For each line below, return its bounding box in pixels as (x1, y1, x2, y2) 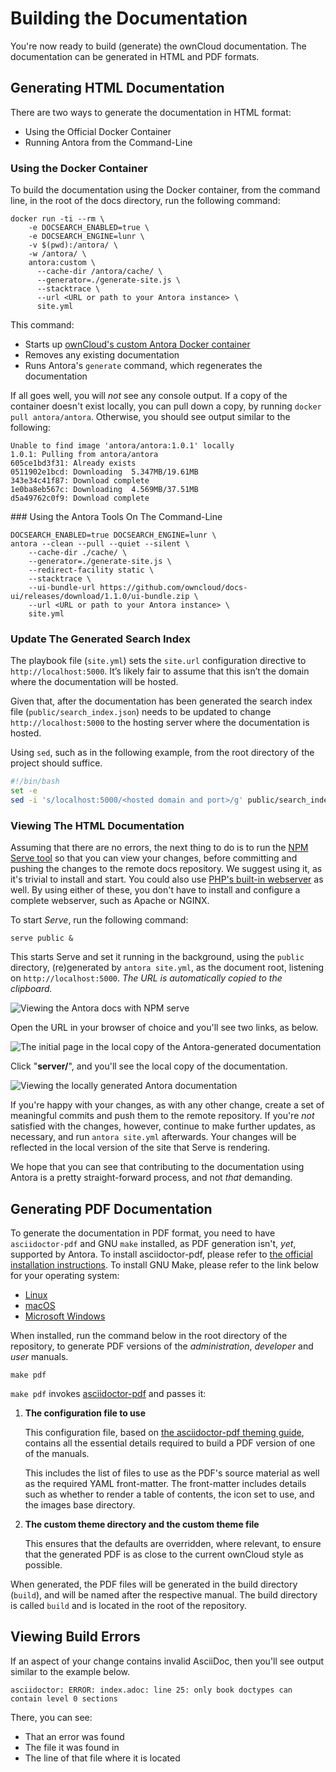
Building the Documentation (10, 7, 248, 30)
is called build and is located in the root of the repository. (10, 1600, 248, 1612)
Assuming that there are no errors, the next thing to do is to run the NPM (10, 842, 309, 854)
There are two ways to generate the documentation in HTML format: (10, 106, 292, 118)
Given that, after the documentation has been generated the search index (10, 695, 313, 707)
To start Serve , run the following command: (10, 914, 189, 926)
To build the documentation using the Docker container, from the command (10, 184, 321, 196)
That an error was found (24, 1730, 125, 1742)
